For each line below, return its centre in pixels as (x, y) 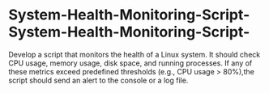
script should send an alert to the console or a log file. (98, 80)
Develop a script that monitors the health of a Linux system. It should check (134, 54)
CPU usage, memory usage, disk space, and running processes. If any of (130, 63)
